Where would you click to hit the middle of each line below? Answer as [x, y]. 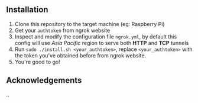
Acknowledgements [44, 80]
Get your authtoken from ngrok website [62, 30]
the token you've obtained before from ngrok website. [80, 55]
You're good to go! [37, 62]
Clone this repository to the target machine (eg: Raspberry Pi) [90, 24]
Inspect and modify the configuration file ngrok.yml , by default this [96, 36]
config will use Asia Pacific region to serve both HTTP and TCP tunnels [102, 43]
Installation [27, 10]
